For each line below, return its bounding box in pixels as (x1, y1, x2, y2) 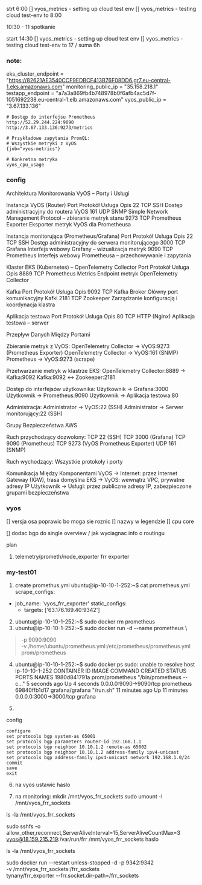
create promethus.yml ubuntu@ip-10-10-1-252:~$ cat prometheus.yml (14, 582, 190, 589)
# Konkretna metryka (6, 157, 58, 163)
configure (6, 728, 31, 734)
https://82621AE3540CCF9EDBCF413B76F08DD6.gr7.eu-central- (8, 77, 171, 84)
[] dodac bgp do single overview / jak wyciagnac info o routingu (6, 529, 165, 536)
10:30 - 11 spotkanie (6, 24, 55, 30)
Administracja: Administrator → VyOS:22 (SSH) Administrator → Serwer (6, 403, 184, 410)
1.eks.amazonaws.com (6, 83, 63, 90)
